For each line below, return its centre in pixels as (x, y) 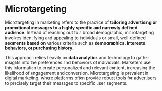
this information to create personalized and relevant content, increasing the (80, 68)
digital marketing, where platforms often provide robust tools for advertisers (81, 78)
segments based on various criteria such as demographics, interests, (76, 43)
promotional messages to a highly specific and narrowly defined (71, 27)
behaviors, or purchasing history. (40, 48)
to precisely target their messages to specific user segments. (66, 83)
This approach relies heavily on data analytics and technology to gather (77, 57)
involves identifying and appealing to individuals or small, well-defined (75, 38)
